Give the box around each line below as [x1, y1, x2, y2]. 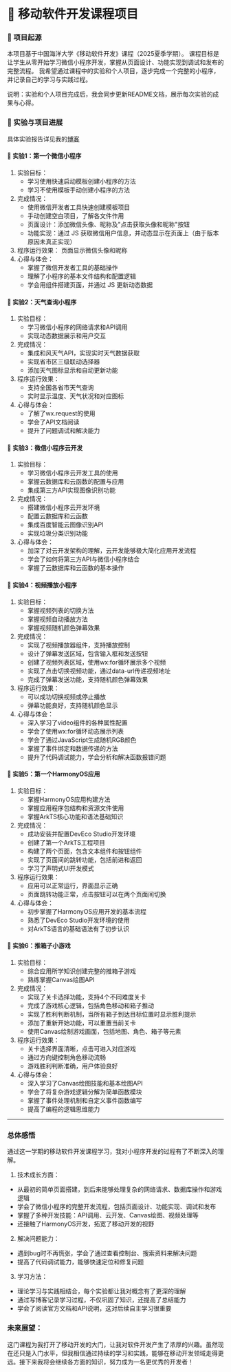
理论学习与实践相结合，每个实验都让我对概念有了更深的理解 [16, 1287, 186, 1295]
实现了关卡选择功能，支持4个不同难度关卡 [27, 993, 146, 1001]
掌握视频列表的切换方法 [27, 606, 94, 614]
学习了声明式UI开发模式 [27, 864, 94, 872]
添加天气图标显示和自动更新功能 [27, 366, 118, 375]
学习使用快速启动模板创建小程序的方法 [27, 177, 136, 185]
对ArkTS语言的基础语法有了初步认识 [27, 924, 129, 932]
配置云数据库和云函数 [27, 512, 88, 520]
